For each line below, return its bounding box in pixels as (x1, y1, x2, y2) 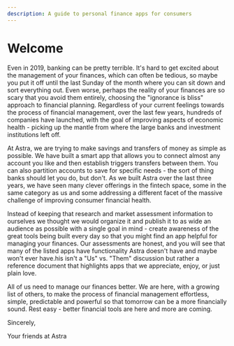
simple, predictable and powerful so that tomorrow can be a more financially (7, 297, 227, 305)
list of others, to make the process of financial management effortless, (7, 289, 210, 298)
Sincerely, (7, 318, 36, 326)
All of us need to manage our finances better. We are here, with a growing (7, 282, 220, 291)
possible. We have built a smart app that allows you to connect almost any (7, 151, 221, 159)
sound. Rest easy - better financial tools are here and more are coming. (7, 305, 213, 313)
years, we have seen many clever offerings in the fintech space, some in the (7, 181, 227, 189)
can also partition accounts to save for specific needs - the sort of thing (7, 166, 214, 175)
